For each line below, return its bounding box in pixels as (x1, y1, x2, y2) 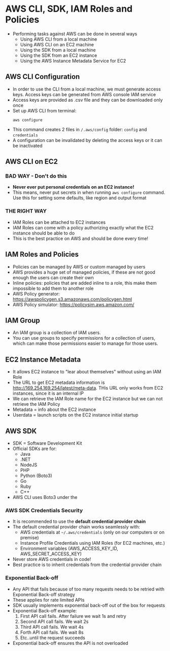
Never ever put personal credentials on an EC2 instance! (12, 184, 134, 190)
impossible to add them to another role (12, 285, 94, 291)
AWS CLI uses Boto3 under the (12, 494, 78, 500)
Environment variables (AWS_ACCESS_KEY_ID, (20, 545, 118, 552)
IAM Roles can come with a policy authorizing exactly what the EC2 (12, 224, 154, 230)
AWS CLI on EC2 (5, 157, 58, 166)
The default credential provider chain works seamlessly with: (12, 524, 141, 530)
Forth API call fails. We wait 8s (20, 629, 84, 635)
